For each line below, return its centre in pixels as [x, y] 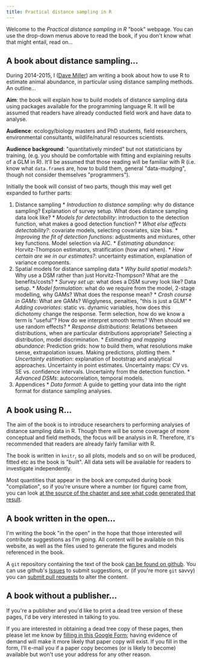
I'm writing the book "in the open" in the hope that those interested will [94, 533]
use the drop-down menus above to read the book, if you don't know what [99, 35]
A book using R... [39, 410]
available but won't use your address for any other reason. [79, 654]
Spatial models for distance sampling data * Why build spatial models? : [103, 269]
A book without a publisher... [62, 596]
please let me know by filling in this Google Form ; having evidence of [92, 635]
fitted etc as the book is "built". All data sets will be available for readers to [99, 462]
